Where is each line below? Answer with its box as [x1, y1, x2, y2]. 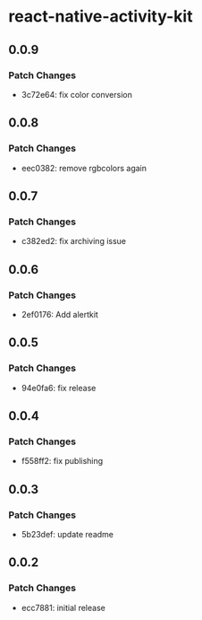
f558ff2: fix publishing [21, 456, 104, 467]
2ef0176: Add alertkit [21, 309, 99, 319]
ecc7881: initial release [21, 602, 106, 613]
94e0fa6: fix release [21, 382, 97, 393]
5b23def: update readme [21, 529, 114, 539]
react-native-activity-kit [8, 6, 193, 27]
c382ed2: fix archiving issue [21, 236, 127, 247]
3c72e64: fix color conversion [21, 89, 133, 100]
